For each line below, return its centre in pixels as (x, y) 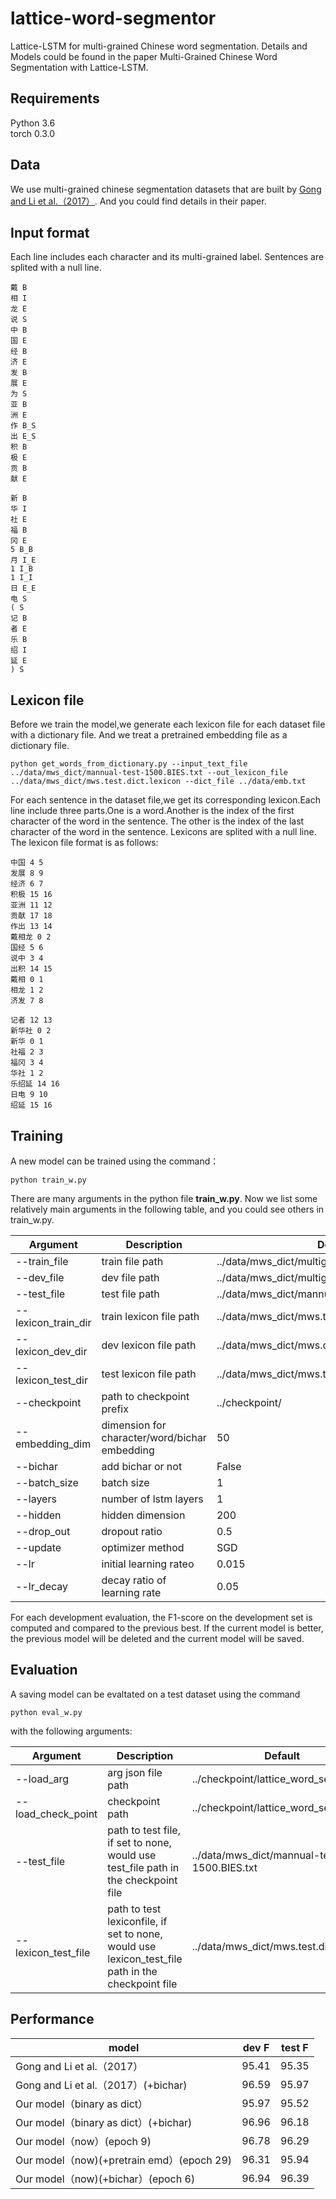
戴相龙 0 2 (31, 937)
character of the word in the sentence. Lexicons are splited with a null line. (163, 832)
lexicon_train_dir (53, 1322)
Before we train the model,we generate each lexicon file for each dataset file (168, 724)
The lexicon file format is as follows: (84, 843)
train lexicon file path (150, 1316)
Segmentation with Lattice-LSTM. (79, 67)
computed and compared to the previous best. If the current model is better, (167, 1628)
